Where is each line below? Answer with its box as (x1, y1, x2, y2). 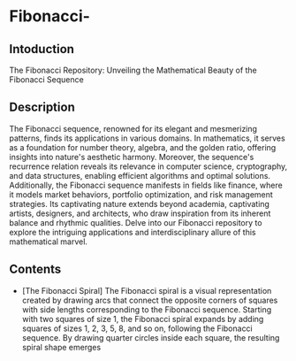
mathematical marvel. (9, 236, 88, 247)
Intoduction (9, 42, 75, 57)
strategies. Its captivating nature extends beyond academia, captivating (9, 198, 269, 209)
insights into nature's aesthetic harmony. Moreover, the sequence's (9, 151, 254, 162)
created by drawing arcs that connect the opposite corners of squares (21, 295, 278, 305)
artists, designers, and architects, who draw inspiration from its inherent (9, 208, 271, 219)
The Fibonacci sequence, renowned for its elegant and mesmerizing (9, 123, 258, 134)
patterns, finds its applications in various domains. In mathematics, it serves (9, 133, 285, 143)
